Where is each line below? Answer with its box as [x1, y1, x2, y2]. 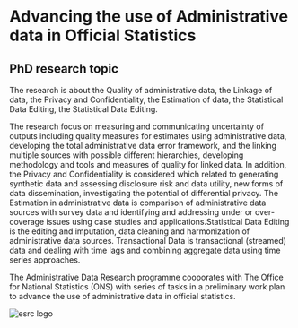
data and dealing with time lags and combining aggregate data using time [9, 245, 281, 255]
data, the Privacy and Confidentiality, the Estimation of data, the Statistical [9, 94, 284, 105]
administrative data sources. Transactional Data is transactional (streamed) [9, 236, 287, 246]
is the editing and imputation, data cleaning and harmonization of [9, 226, 250, 237]
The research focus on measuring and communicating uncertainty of [9, 121, 265, 132]
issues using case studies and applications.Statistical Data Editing [46, 217, 290, 227]
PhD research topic [9, 61, 119, 76]
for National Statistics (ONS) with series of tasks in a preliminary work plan [9, 281, 285, 292]
